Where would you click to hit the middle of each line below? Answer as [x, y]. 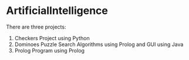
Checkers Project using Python [52, 38]
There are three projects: [36, 27]
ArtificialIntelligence [57, 11]
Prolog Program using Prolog [50, 50]
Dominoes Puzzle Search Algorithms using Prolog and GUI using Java [99, 44]
